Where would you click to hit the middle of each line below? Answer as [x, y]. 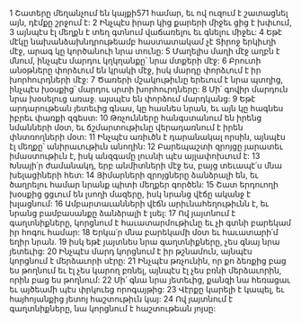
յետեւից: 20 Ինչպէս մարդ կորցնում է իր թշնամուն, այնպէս [131, 251]
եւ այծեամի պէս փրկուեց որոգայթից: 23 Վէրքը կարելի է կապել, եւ [147, 289]
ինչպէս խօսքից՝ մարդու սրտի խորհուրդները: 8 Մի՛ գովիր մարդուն [149, 89]
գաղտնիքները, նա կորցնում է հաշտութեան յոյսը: [113, 308]
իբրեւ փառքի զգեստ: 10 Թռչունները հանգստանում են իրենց [136, 118]
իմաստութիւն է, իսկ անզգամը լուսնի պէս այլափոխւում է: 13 [135, 156]
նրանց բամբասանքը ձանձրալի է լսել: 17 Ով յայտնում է [123, 213]
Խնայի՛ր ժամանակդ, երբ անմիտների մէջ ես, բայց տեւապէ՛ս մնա [146, 166]
